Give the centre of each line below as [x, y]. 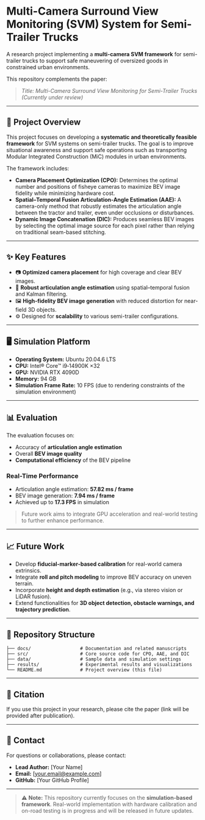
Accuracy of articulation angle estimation [68, 447]
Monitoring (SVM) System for [82, 24]
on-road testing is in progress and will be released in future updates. [107, 810]
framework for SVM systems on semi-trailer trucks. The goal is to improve [100, 143]
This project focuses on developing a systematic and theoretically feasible [102, 137]
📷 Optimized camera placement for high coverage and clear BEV [98, 272]
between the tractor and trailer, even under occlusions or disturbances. [105, 213]
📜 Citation [25, 694]
